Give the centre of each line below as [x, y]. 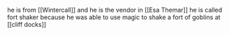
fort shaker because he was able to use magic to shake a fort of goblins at [114, 17]
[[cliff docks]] [27, 24]
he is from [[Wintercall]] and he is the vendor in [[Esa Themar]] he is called [115, 10]
